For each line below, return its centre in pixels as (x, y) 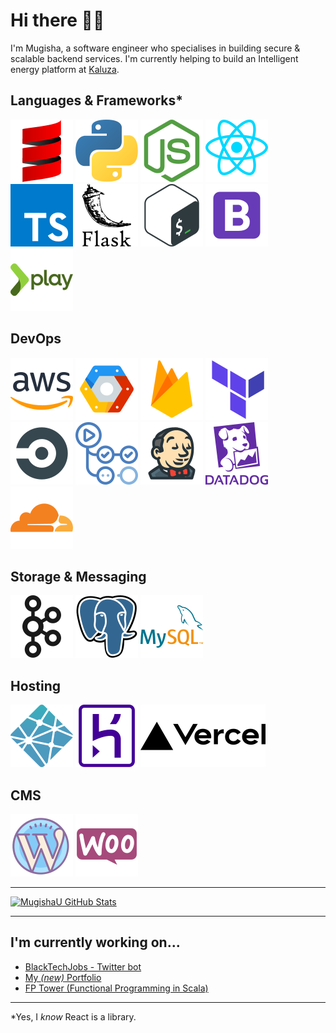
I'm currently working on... (95, 942)
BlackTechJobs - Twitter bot (83, 966)
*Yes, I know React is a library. (73, 1016)
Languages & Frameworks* (97, 100)
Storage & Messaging (78, 576)
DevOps (36, 339)
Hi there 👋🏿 (57, 20)
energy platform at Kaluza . (65, 69)
